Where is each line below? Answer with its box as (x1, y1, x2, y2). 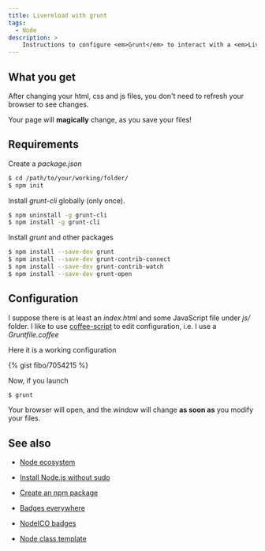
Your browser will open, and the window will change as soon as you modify (8, 405, 254, 415)
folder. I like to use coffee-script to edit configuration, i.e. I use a (8, 321, 217, 330)
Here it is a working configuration (8, 345, 117, 354)
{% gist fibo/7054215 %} (8, 360, 89, 370)
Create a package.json (8, 159, 83, 168)
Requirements (8, 138, 79, 151)
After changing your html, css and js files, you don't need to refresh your (8, 91, 244, 100)
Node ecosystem (19, 458, 76, 467)
